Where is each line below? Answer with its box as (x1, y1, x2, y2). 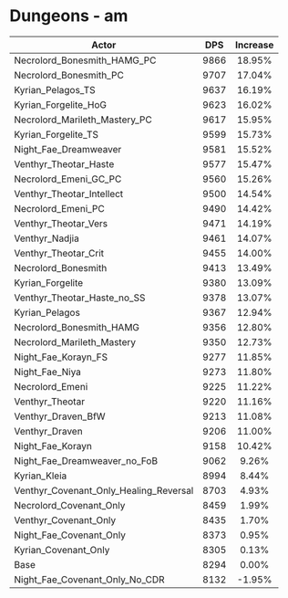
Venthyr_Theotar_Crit (14, 247, 105, 259)
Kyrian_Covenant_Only (14, 543, 110, 556)
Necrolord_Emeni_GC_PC (14, 173, 122, 185)
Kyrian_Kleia (14, 469, 67, 482)
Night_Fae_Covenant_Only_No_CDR (14, 572, 166, 585)
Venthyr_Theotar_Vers (14, 216, 108, 229)
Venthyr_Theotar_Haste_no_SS (14, 291, 146, 304)
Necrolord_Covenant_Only (14, 498, 126, 511)
